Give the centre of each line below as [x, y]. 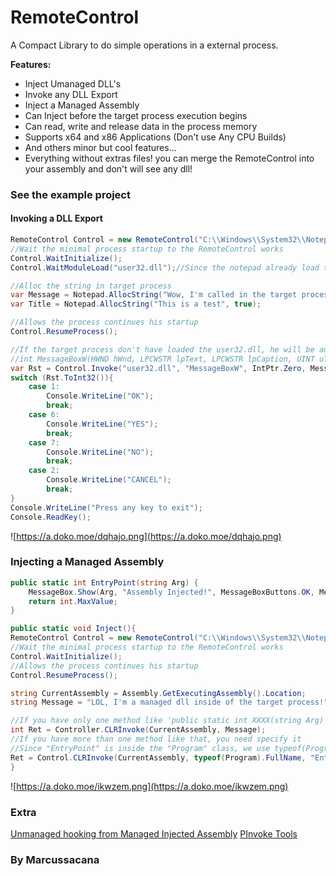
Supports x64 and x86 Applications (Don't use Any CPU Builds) [155, 137]
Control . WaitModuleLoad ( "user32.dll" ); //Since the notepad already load [165, 267]
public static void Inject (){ [73, 629]
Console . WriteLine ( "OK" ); [100, 396]
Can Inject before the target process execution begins [136, 115]
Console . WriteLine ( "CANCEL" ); [109, 480]
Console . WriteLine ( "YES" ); [102, 424]
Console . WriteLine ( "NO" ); [100, 452]
